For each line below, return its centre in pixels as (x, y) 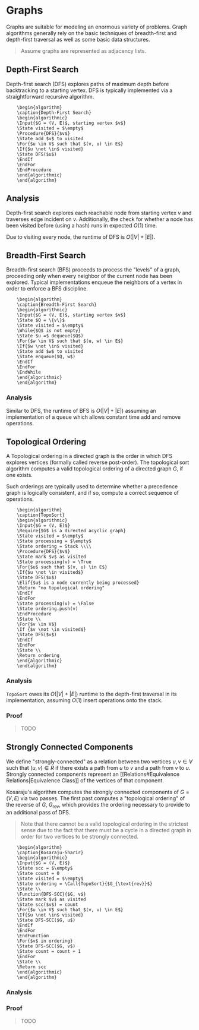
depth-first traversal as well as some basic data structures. (78, 39)
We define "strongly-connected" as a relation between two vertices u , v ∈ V (99, 762)
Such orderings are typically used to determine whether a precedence (92, 486)
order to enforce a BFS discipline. (47, 289)
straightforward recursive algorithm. (50, 96)
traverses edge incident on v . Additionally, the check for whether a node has (99, 219)
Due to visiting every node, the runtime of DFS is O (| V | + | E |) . (81, 237)
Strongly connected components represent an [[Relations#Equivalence (93, 774)
